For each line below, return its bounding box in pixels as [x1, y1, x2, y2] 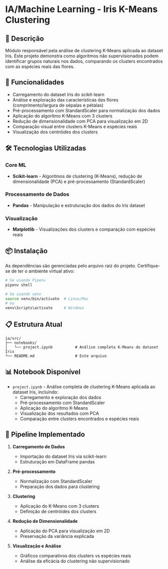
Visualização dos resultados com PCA [20, 410, 99, 416]
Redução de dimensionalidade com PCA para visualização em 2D [12, 118, 148, 124]
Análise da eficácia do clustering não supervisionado [20, 558, 130, 564]
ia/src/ [5, 336, 22, 341]
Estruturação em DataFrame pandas [20, 458, 95, 464]
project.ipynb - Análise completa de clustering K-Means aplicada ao [12, 384, 155, 390]
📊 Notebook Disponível [5, 368, 80, 376]
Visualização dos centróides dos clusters [12, 129, 98, 135]
